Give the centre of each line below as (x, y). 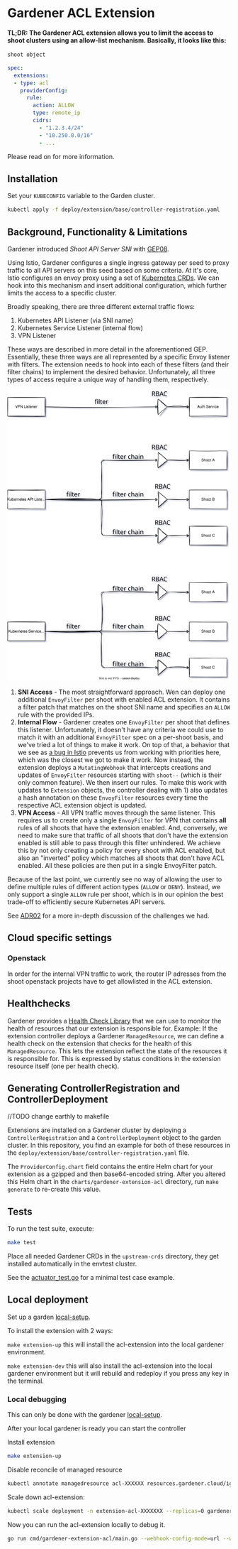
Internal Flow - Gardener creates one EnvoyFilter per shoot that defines (124, 722)
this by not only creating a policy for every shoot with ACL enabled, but (121, 851)
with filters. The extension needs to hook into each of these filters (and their (118, 364)
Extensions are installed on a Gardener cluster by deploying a (97, 1130)
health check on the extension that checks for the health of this (100, 1043)
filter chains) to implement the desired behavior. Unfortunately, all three (112, 372)
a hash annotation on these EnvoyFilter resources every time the (113, 798)
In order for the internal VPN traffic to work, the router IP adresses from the (117, 974)
